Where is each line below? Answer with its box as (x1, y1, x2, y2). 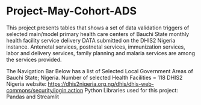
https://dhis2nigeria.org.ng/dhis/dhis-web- (48, 80, 155, 88)
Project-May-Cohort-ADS (6, 4, 137, 18)
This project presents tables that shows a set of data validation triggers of (6, 24, 190, 31)
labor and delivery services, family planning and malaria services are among (6, 49, 196, 56)
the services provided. (6, 56, 62, 63)
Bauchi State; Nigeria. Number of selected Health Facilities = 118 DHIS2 (6, 74, 183, 81)
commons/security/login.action (6, 86, 84, 94)
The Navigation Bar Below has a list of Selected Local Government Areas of (6, 67, 194, 74)
